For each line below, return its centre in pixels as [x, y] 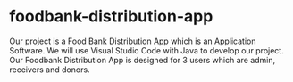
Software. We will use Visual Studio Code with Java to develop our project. [146, 50]
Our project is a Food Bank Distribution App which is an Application [133, 41]
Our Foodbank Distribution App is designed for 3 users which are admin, [142, 60]
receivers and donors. [50, 70]
